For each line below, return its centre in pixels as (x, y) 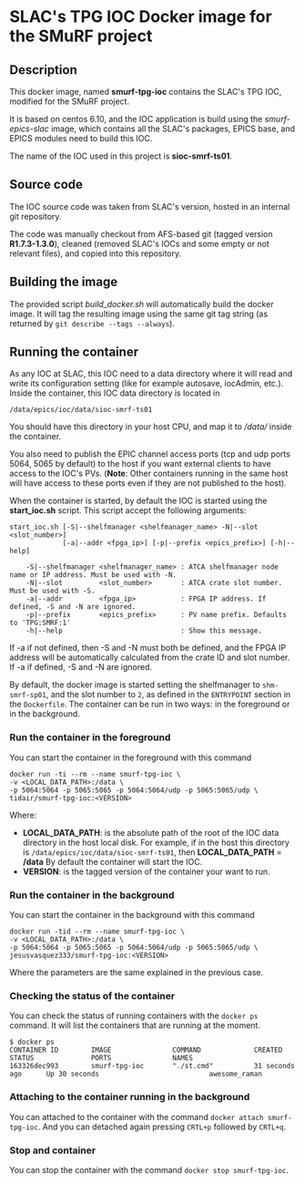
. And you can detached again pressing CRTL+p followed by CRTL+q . (162, 1127)
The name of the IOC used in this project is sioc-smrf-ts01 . (121, 156)
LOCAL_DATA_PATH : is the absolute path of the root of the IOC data (151, 832)
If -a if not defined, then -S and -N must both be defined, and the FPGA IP (148, 648)
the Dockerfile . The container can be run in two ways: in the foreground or (150, 705)
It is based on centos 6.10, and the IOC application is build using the (136, 119)
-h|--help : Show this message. (144, 631)
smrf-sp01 (28, 695)
